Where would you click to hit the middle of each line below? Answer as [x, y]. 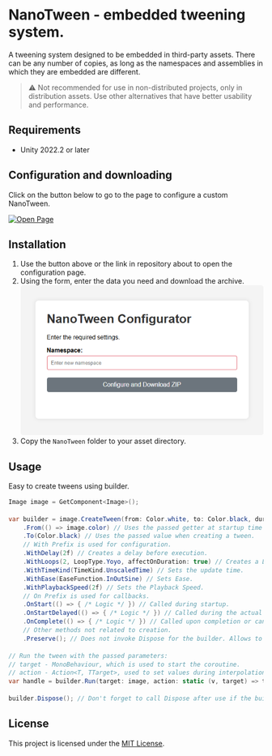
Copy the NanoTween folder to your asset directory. [103, 441]
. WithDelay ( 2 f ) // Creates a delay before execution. [115, 553]
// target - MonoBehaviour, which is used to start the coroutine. [125, 664]
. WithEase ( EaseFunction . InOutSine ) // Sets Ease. [108, 579]
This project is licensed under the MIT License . [87, 743]
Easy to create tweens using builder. [69, 486]
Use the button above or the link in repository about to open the [126, 264]
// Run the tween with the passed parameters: [88, 656]
